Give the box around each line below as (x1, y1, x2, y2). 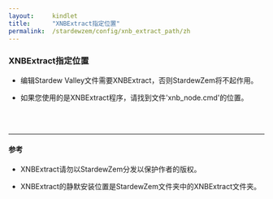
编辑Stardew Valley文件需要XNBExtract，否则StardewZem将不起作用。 (19, 75, 258, 85)
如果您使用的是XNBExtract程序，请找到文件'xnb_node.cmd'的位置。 (19, 93, 249, 102)
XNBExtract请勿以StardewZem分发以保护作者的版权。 (19, 164, 201, 174)
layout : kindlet (8, 11, 79, 20)
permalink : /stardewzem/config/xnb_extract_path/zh (8, 27, 191, 35)
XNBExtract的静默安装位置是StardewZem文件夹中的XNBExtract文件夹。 (19, 181, 262, 191)
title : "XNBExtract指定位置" (8, 19, 120, 28)
